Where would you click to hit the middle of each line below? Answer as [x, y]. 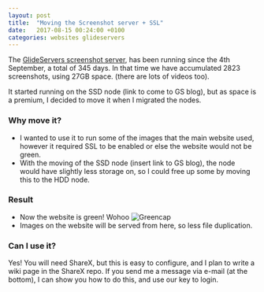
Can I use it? [32, 246]
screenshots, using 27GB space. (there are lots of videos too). [109, 76]
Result [21, 200]
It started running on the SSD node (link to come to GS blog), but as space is [132, 92]
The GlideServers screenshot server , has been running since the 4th [119, 60]
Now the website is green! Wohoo [74, 216]
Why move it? [35, 120]
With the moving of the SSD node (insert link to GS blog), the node [127, 163]
